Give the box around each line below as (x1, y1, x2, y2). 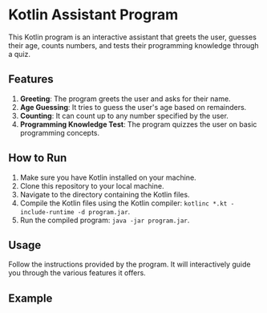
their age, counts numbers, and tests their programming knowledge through (8, 40, 259, 50)
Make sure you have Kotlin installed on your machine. (19, 173, 196, 182)
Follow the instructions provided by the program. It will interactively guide (8, 259, 251, 270)
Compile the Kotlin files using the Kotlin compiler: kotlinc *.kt (19, 198, 228, 208)
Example (8, 291, 53, 305)
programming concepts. (19, 128, 100, 137)
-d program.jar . (77, 206, 131, 216)
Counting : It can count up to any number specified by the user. (19, 111, 229, 120)
